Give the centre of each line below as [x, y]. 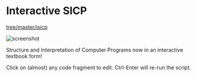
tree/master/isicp [27, 27]
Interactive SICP [47, 11]
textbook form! [24, 56]
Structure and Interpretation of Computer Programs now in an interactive [95, 50]
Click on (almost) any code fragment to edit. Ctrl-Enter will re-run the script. [98, 67]
